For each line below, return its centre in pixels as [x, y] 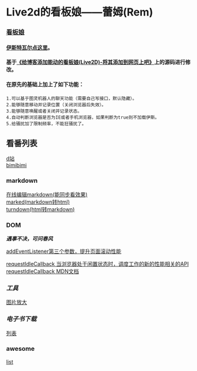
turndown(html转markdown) [41, 209]
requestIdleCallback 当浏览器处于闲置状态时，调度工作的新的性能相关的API [98, 264]
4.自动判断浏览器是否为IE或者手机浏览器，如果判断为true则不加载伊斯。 [83, 117]
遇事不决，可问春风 [30, 239]
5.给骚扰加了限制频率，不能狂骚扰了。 [46, 123]
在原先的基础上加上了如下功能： [45, 84]
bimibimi [17, 165]
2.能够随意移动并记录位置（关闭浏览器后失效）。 [56, 104]
